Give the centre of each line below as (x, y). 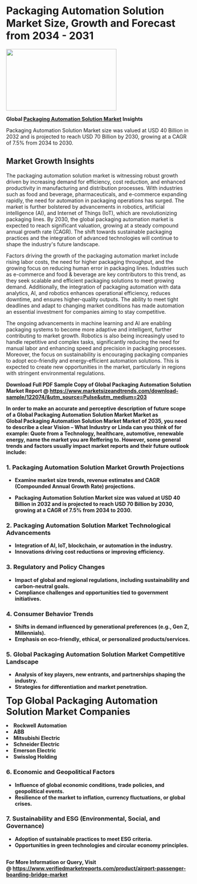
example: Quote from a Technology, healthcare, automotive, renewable (95, 433)
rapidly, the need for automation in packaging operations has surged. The (95, 200)
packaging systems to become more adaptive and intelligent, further (89, 329)
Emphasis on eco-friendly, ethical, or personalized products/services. (102, 639)
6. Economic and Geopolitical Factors (61, 772)
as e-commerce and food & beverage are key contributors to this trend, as (96, 274)
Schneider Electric (37, 744)
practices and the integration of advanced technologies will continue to (92, 238)
